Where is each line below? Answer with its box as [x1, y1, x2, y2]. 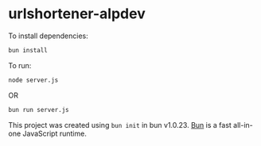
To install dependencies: [8, 31, 89, 40]
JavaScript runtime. [22, 129, 88, 138]
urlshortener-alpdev [8, 5, 146, 23]
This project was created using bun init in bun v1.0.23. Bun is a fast [8, 120, 232, 129]
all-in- [233, 120, 253, 129]
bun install [8, 46, 48, 54]
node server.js [8, 76, 59, 84]
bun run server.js [8, 106, 69, 113]
